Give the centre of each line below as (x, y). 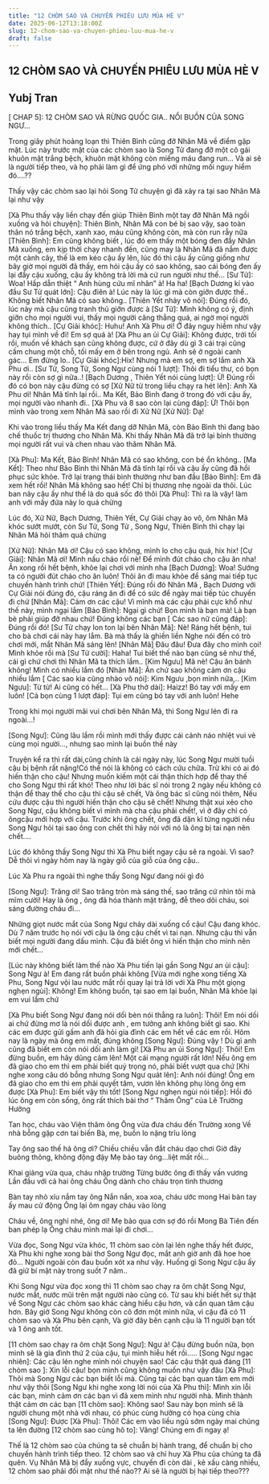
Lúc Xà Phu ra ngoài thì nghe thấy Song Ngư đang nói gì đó (106, 876)
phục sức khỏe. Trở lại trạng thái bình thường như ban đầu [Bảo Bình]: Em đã (135, 477)
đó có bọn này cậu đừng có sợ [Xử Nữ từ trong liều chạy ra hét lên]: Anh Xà (133, 386)
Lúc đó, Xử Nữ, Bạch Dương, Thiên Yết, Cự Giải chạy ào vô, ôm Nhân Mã (128, 518)
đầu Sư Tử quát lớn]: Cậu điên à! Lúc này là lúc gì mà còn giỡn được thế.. (128, 292)
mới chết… (26, 950)
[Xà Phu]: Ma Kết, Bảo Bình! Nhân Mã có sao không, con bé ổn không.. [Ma (132, 460)
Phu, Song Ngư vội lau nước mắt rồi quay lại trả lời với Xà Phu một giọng (127, 983)
